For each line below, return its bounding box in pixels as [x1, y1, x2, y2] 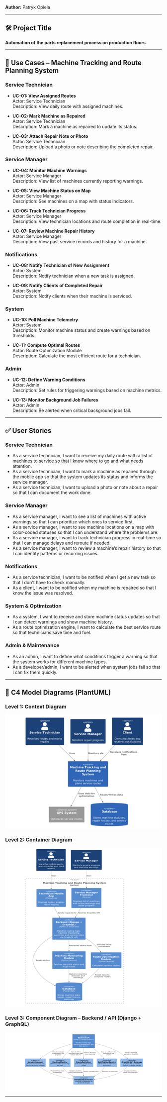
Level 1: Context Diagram [5, 703, 67, 710]
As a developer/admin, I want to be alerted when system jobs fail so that [12, 664, 161, 670]
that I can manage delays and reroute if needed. [12, 540, 111, 546]
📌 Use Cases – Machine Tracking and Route [5, 59, 142, 67]
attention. [12, 463, 32, 469]
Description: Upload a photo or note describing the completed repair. [12, 144, 154, 150]
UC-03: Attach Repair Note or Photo [12, 133, 88, 139]
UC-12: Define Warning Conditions [12, 377, 85, 383]
